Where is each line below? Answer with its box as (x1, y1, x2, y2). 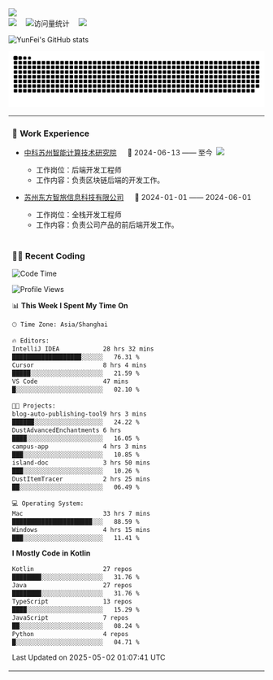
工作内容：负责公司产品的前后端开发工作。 (36, 220, 179, 229)
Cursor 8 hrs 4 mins (11, 361, 147, 369)
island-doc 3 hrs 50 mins (11, 459, 151, 467)
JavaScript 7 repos (11, 614, 129, 622)
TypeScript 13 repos (11, 598, 132, 606)
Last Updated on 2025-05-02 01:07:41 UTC (11, 652, 166, 662)
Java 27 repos (11, 582, 132, 590)
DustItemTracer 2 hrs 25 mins (11, 475, 151, 483)
